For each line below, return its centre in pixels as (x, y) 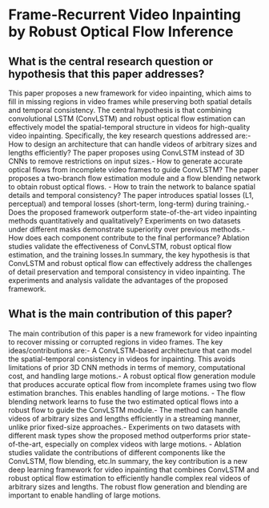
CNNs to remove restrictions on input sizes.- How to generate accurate (125, 161)
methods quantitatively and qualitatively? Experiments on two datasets (125, 221)
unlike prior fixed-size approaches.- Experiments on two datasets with (124, 427)
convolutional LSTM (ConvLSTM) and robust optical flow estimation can (127, 119)
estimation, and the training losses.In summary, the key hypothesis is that (129, 255)
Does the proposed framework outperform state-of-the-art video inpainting (133, 212)
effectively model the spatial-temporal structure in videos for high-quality (129, 127)
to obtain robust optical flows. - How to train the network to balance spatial (132, 187)
